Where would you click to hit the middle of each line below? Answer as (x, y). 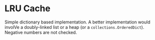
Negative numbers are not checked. (41, 32)
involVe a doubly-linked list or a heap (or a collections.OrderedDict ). (74, 27)
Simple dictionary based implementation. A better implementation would (77, 22)
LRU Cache (27, 9)
